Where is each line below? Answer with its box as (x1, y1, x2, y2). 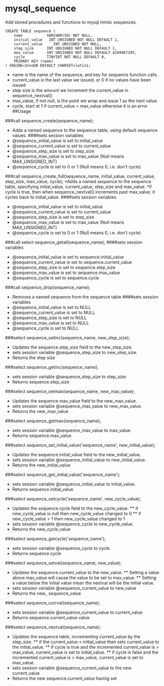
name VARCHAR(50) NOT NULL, (14, 33, 93, 38)
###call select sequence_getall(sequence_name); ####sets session (5, 239, 143, 245)
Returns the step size (12, 355, 55, 360)
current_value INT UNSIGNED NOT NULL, (14, 41, 102, 47)
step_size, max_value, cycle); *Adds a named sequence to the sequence (5, 178, 152, 184)
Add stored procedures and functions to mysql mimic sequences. (5, 19, 137, 25)
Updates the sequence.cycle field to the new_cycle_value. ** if (12, 505, 139, 511)
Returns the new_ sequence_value (12, 590, 81, 596)
